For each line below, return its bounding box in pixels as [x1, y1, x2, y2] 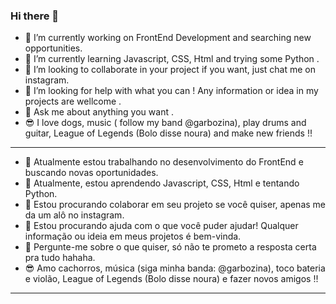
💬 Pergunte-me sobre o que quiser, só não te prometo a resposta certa [24, 241, 317, 253]
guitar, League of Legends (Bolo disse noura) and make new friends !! [24, 127, 313, 139]
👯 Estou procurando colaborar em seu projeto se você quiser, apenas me [24, 199, 327, 211]
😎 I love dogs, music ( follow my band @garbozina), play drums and [24, 117, 307, 129]
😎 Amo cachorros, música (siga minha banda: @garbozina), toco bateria [24, 262, 326, 274]
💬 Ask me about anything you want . [24, 106, 174, 118]
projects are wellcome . [24, 95, 122, 108]
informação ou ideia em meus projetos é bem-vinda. [24, 230, 242, 243]
